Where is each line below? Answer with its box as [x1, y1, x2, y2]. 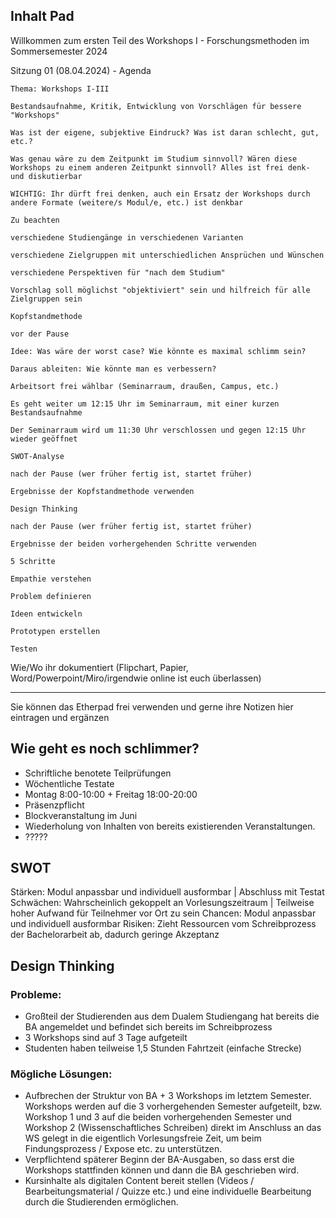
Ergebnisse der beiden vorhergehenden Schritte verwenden [10, 539, 257, 549]
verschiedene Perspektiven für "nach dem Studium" [10, 267, 226, 278]
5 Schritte [10, 556, 56, 566]
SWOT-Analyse [10, 451, 65, 461]
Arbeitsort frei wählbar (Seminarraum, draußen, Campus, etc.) [10, 381, 280, 391]
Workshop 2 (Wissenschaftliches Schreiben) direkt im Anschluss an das [24, 1122, 322, 1134]
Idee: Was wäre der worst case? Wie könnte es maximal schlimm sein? [10, 346, 307, 356]
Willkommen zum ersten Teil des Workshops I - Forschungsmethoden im [10, 34, 310, 46]
